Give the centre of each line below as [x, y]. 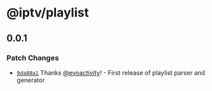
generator [31, 80]
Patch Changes [33, 58]
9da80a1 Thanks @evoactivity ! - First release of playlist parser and [111, 72]
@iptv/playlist [48, 13]
